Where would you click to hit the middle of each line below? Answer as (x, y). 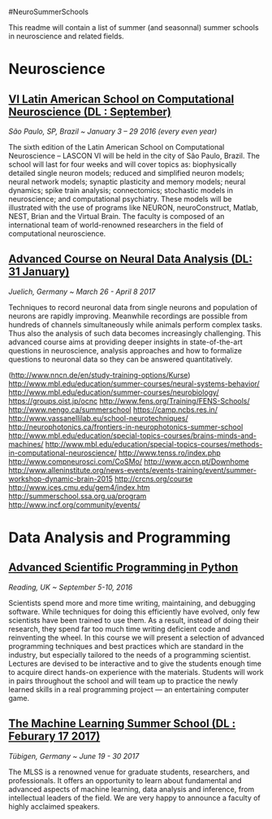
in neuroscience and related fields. (66, 36)
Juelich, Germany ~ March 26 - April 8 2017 (82, 291)
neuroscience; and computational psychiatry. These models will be (120, 199)
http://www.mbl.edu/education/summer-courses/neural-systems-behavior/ (134, 383)
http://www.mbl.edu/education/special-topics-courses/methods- (154, 444)
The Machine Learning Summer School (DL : (122, 724)
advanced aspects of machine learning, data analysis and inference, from (132, 789)
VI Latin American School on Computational (121, 99)
